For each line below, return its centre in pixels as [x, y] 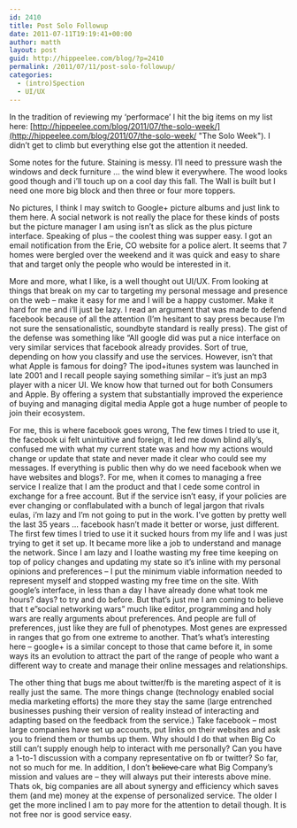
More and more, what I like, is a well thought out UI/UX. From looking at [139, 281]
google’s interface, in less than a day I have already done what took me [138, 590]
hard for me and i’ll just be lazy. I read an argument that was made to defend [148, 309]
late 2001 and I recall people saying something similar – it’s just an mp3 [138, 375]
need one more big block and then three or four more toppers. [122, 190]
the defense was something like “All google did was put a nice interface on [145, 337]
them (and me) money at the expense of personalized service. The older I [143, 795]
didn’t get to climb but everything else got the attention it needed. [129, 145]
